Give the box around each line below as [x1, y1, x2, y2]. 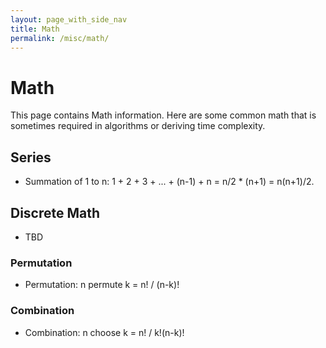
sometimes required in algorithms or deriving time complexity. [10, 120, 266, 132]
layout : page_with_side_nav [10, 14, 128, 25]
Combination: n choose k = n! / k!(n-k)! [24, 326, 185, 338]
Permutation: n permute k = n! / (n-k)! [24, 279, 180, 291]
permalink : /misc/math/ [10, 33, 110, 43]
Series [10, 149, 52, 166]
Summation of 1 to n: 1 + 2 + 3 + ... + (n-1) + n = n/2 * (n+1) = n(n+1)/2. [24, 176, 315, 188]
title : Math [10, 24, 60, 34]
